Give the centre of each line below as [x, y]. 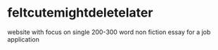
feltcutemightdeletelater [80, 13]
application [24, 39]
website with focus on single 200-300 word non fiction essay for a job [109, 32]
